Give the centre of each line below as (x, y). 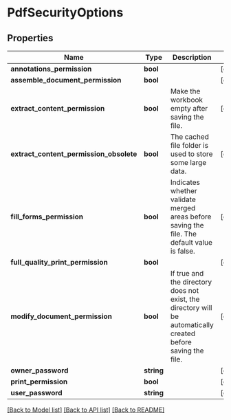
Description (192, 57)
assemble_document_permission (66, 80)
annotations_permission (51, 69)
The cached (190, 137)
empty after (189, 108)
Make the (185, 91)
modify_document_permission (61, 316)
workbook (187, 100)
